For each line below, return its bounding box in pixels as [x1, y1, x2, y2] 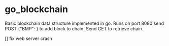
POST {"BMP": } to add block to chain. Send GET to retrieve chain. [5, 25, 143, 31]
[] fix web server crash [5, 35, 52, 41]
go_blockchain [5, 4, 68, 15]
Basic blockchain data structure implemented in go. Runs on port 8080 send [5, 20, 164, 26]
